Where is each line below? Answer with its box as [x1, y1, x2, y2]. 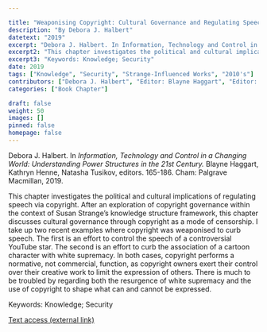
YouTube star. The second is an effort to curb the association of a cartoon [8, 241, 250, 251]
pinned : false [8, 122, 56, 129]
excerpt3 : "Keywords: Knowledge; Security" [8, 56, 155, 64]
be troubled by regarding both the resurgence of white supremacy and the [8, 276, 252, 285]
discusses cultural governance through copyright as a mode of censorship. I [8, 216, 258, 226]
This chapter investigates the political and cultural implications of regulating [8, 191, 256, 201]
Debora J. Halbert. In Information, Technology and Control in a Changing [8, 150, 247, 160]
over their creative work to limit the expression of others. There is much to [8, 267, 251, 276]
